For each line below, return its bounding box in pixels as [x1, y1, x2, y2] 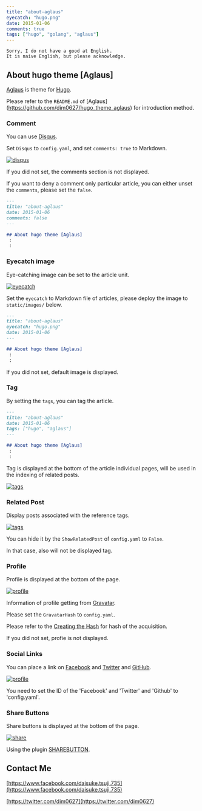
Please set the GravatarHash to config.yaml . [6, 611, 115, 618]
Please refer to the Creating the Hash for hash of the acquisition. [6, 622, 168, 630]
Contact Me [6, 763, 52, 773]
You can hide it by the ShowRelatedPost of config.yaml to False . [6, 535, 164, 542]
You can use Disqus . [6, 133, 58, 140]
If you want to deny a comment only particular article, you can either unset [6, 180, 193, 187]
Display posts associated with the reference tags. [6, 512, 130, 519]
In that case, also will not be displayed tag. [6, 547, 113, 555]
